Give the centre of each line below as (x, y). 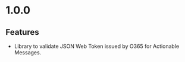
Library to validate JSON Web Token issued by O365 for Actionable (97, 46)
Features (22, 32)
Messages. (28, 53)
